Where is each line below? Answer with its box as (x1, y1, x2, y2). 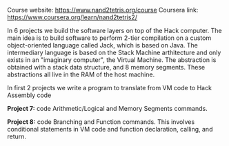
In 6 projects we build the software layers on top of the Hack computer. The (7, 27, 222, 34)
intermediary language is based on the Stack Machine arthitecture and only (7, 48, 221, 56)
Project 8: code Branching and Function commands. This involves (7, 118, 195, 126)
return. (7, 132, 26, 140)
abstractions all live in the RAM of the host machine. (7, 70, 155, 79)
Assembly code (7, 91, 52, 99)
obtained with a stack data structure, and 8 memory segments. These (7, 63, 206, 71)
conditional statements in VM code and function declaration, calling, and (7, 125, 213, 133)
